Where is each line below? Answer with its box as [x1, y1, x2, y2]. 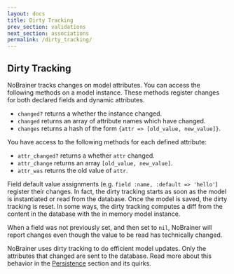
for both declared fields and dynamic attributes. [7, 95, 145, 104]
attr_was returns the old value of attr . [17, 166, 128, 174]
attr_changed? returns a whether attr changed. [17, 151, 156, 160]
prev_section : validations [7, 23, 86, 30]
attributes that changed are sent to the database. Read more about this [7, 252, 212, 260]
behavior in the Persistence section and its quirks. [7, 259, 152, 267]
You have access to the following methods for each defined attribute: [7, 137, 207, 146]
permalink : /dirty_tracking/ [7, 36, 92, 43]
